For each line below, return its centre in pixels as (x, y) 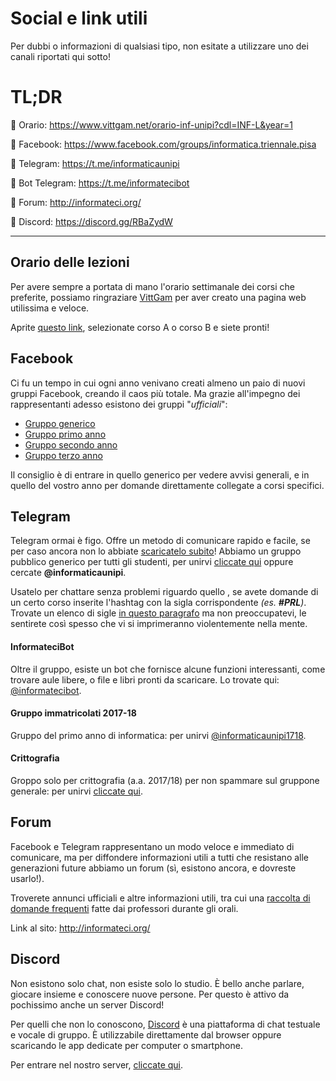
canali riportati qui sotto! (60, 56)
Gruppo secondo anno (71, 444)
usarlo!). (27, 878)
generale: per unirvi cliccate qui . (77, 791)
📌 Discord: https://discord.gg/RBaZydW (91, 221)
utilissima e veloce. (50, 308)
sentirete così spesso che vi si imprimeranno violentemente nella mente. (159, 624)
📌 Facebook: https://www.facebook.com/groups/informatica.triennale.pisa (163, 144)
